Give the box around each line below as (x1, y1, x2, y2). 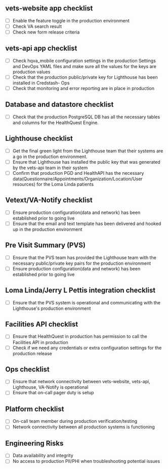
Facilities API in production (12, 339, 68, 345)
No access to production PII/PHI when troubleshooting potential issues (12, 458, 160, 464)
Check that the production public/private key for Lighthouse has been (12, 74, 158, 80)
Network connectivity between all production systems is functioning (12, 424, 155, 430)
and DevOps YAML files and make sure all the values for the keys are (12, 63, 157, 69)
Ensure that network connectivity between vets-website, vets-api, (12, 379, 150, 385)
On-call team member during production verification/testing (12, 418, 138, 424)
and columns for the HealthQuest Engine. (12, 119, 99, 126)
